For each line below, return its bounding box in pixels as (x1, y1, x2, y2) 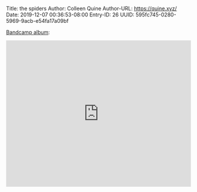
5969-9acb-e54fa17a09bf (6, 18, 69, 24)
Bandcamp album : (6, 29, 50, 36)
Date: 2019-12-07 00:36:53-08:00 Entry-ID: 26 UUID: (6, 11, 135, 18)
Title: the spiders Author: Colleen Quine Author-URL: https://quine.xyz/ (6, 5, 177, 12)
